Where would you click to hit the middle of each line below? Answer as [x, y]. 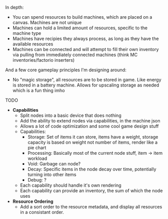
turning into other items [52, 174]
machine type [27, 33]
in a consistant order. [42, 212]
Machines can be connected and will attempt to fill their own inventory [86, 49]
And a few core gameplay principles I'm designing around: [66, 70]
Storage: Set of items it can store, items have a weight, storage [93, 137]
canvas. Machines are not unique [47, 23]
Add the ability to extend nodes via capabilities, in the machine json [90, 121]
